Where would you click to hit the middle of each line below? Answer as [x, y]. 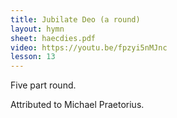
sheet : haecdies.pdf [53, 38]
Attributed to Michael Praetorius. [77, 105]
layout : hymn [37, 29]
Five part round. [43, 85]
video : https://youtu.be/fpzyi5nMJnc [89, 47]
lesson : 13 [33, 57]
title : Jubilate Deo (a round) [75, 19]
